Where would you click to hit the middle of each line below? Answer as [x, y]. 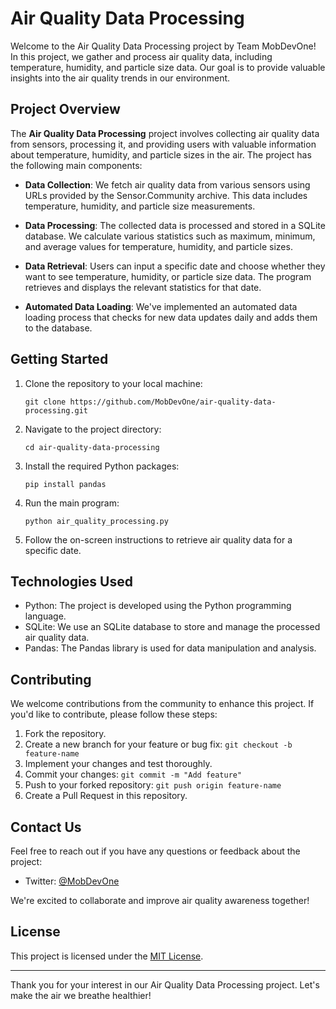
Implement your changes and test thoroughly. [118, 764]
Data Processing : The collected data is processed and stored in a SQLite [175, 225]
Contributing [51, 679]
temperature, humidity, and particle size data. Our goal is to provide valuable [168, 67]
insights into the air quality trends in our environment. [120, 78]
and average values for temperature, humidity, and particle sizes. [158, 246]
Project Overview [65, 109]
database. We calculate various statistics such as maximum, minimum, [170, 236]
